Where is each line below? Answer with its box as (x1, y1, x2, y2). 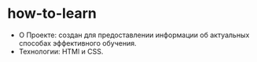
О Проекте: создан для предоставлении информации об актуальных (18, 30, 250, 40)
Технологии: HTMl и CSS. (18, 46, 104, 56)
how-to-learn (7, 5, 97, 22)
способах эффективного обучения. (18, 38, 137, 47)
